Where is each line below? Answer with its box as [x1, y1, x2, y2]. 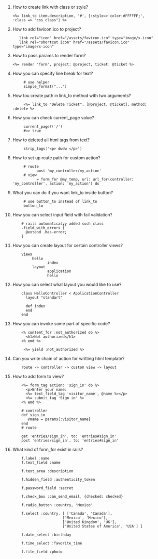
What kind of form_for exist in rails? [12, 446, 84, 452]
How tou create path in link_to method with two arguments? [12, 93, 131, 99]
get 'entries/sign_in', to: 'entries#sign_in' [21, 434, 117, 439]
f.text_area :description [21, 469, 74, 474]
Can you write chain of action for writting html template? [12, 356, 125, 361]
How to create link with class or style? [12, 4, 88, 10]
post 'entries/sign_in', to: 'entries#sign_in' [21, 438, 119, 443]
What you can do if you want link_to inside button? [12, 190, 113, 196]
